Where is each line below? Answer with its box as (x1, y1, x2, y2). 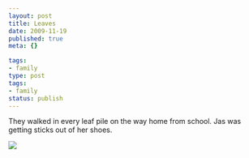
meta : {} (8, 42, 38, 50)
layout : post (8, 11, 53, 20)
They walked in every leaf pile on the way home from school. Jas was (8, 117, 242, 126)
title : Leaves (8, 19, 57, 28)
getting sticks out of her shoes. (8, 125, 113, 135)
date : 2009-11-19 (8, 27, 67, 35)
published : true (8, 34, 63, 43)
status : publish (8, 94, 63, 102)
